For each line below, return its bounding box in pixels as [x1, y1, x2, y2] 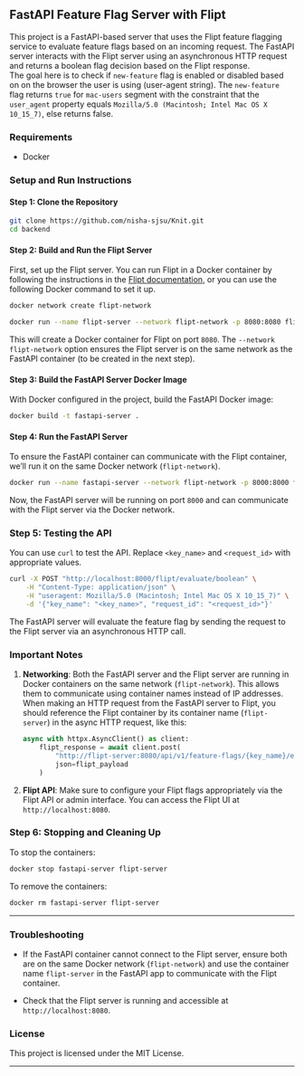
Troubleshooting [9, 928, 84, 940]
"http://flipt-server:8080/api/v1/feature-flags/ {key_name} [55, 751, 287, 760]
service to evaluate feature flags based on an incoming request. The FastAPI [9, 41, 295, 52]
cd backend [9, 225, 51, 234]
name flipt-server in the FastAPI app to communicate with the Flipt [22, 967, 278, 978]
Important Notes [9, 648, 83, 661]
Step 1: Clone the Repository [9, 196, 119, 207]
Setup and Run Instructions [9, 174, 132, 186]
